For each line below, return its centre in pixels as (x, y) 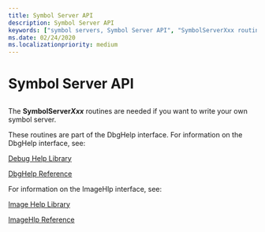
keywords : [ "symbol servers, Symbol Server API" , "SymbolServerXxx (121, 30)
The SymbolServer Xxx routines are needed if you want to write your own (128, 110)
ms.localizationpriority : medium (63, 45)
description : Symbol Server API (61, 23)
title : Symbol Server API (50, 15)
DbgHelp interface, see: (47, 143)
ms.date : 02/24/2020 (42, 37)
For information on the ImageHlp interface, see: (85, 189)
